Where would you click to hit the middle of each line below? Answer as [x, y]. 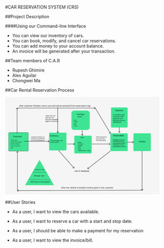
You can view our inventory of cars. [48, 36]
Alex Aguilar [24, 75]
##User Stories [20, 202]
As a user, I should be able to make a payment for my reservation [78, 231]
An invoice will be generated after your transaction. [64, 51]
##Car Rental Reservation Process [40, 90]
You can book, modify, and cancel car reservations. [64, 41]
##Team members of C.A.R [33, 61]
